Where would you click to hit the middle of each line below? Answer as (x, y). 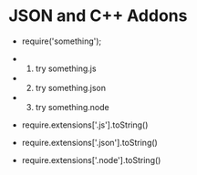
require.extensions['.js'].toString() (85, 125)
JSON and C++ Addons (98, 16)
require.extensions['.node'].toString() (91, 160)
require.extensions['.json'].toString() (90, 142)
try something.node (73, 107)
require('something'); (62, 41)
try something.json (71, 87)
